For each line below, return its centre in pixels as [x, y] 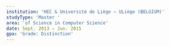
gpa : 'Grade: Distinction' [40, 34]
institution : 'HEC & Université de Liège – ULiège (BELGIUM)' [85, 12]
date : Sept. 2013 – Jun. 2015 [44, 28]
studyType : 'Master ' [33, 17]
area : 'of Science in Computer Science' [58, 23]
